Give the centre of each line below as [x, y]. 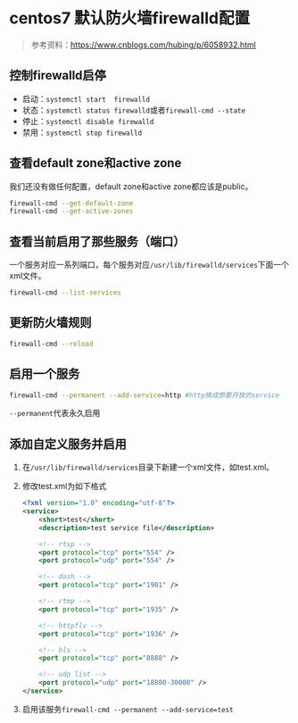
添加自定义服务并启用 [68, 444]
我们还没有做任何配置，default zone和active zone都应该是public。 [131, 186]
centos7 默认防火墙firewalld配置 [130, 18]
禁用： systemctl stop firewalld [82, 132]
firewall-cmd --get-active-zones [71, 212]
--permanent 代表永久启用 [55, 413]
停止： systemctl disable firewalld [88, 120]
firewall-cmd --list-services [66, 293]
